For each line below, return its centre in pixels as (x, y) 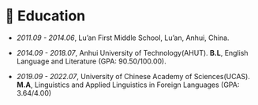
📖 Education (45, 16)
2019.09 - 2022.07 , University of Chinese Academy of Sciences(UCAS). (133, 76)
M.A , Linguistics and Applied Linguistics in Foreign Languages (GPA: (128, 85)
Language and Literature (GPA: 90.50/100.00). (91, 61)
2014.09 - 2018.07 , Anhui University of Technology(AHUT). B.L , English (132, 52)
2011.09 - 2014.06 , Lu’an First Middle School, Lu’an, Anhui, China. (123, 38)
